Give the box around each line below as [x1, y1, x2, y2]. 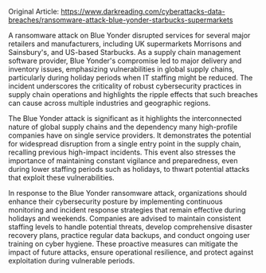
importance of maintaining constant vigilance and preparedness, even [8, 156, 238, 166]
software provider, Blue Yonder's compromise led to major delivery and [8, 56, 242, 65]
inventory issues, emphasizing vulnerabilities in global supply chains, [8, 64, 235, 74]
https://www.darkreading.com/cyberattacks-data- [61, 7, 225, 16]
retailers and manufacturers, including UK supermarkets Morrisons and [8, 39, 242, 49]
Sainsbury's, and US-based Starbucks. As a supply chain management [8, 48, 241, 57]
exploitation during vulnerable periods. [8, 256, 135, 265]
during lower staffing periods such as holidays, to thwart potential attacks [8, 165, 250, 174]
